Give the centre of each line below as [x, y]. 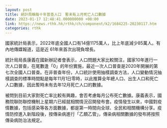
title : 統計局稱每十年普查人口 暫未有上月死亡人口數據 [55, 14]
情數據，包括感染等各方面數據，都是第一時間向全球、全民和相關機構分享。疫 [83, 108]
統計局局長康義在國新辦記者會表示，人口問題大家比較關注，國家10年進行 [79, 60]
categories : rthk [23, 28]
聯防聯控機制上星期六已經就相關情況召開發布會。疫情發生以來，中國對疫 [88, 102]
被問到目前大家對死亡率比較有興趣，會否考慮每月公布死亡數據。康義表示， [81, 96]
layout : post [19, 10]
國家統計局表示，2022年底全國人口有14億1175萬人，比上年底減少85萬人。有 [83, 43]
